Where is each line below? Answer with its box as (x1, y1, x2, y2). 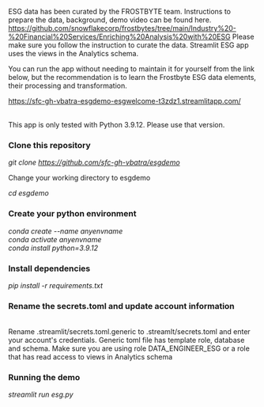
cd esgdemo (8, 188, 49, 198)
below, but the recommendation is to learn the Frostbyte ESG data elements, (8, 73, 257, 82)
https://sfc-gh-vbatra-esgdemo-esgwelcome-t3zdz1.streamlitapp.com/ (8, 97, 241, 105)
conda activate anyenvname (8, 234, 102, 244)
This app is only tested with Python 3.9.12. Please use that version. (8, 120, 225, 129)
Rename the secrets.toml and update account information (8, 300, 235, 311)
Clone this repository (8, 139, 91, 150)
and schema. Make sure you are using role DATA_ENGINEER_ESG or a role (8, 344, 251, 353)
